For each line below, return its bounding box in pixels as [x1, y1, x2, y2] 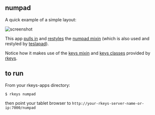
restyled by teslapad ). [5, 41, 49, 47]
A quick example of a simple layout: [5, 16, 77, 22]
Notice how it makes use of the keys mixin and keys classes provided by [5, 50, 151, 56]
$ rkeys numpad [5, 92, 36, 97]
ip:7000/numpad [5, 105, 36, 110]
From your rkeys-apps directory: [5, 82, 71, 88]
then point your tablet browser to [5, 100, 71, 106]
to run [5, 69, 24, 78]
